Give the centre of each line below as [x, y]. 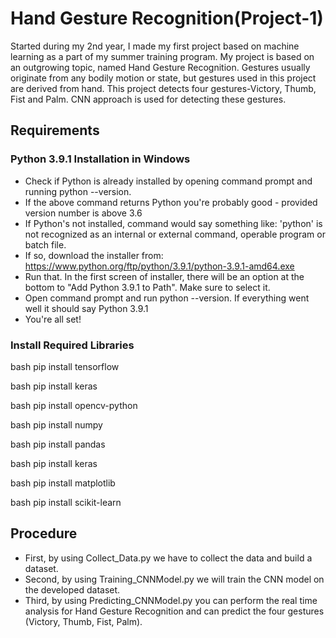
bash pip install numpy [56, 424]
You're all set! [53, 319]
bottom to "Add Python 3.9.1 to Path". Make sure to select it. [147, 287]
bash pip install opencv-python [74, 405]
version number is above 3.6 [83, 213]
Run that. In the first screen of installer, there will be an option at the [164, 276]
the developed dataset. [72, 589]
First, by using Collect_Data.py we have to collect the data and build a [168, 558]
